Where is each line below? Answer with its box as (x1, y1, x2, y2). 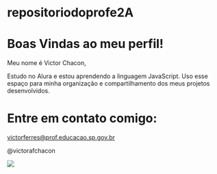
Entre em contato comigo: (7, 111, 157, 126)
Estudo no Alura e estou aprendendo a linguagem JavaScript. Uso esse (7, 72, 209, 80)
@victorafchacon (7, 147, 56, 155)
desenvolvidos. (7, 87, 50, 95)
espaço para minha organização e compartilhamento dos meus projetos (7, 79, 210, 88)
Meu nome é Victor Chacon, (7, 59, 87, 67)
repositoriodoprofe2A (7, 5, 134, 21)
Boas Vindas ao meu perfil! (7, 36, 164, 52)
